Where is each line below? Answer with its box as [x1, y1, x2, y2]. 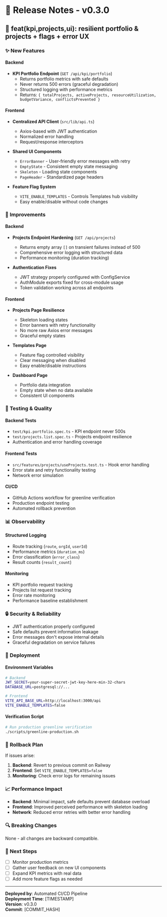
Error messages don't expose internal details [12, 634, 104, 640]
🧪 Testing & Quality [5, 405, 52, 412]
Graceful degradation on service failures [12, 639, 95, 645]
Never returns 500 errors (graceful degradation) [19, 81, 118, 87]
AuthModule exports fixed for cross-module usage [19, 279, 124, 286]
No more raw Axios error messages [19, 328, 93, 334]
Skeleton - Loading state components [19, 169, 97, 175]
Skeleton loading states [19, 317, 68, 323]
